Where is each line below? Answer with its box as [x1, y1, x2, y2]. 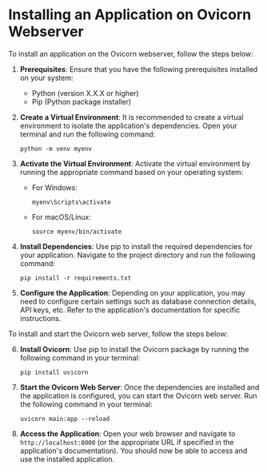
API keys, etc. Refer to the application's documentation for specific [19, 305, 241, 315]
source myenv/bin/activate [31, 228, 122, 236]
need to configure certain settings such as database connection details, [19, 296, 257, 306]
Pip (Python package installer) [31, 97, 132, 106]
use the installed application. [19, 454, 114, 464]
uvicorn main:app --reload [19, 414, 110, 422]
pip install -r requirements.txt [19, 274, 132, 282]
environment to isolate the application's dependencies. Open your [19, 121, 237, 130]
